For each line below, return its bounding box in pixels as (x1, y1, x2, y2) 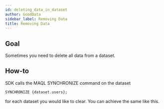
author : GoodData (5, 12, 41, 17)
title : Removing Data (5, 21, 50, 26)
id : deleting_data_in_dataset (5, 7, 68, 12)
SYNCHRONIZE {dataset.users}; (5, 90, 68, 95)
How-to (5, 67, 29, 75)
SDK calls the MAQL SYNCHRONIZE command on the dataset (5, 80, 131, 86)
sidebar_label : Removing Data (5, 16, 68, 21)
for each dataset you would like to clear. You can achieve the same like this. (5, 98, 160, 104)
